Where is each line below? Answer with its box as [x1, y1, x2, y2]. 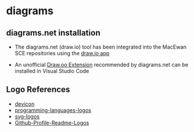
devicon [14, 100, 35, 107]
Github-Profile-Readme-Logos [14, 119, 89, 126]
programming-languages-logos [14, 107, 92, 114]
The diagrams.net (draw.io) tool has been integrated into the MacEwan [14, 43, 187, 50]
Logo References [6, 85, 70, 95]
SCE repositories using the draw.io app [14, 50, 110, 57]
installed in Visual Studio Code [14, 67, 89, 75]
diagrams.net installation [6, 28, 101, 38]
